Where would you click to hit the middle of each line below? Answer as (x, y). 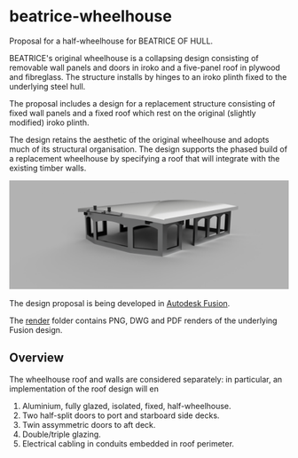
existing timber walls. (48, 168)
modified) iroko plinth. (50, 122)
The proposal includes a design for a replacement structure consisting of (142, 103)
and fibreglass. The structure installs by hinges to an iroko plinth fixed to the (148, 76)
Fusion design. (36, 329)
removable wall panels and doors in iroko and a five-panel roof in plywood (145, 67)
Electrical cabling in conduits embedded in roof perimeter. (128, 443)
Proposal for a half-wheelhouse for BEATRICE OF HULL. (111, 41)
